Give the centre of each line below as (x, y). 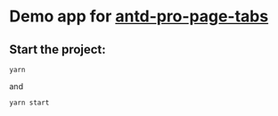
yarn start (29, 103)
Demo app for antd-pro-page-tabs (139, 17)
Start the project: (58, 50)
